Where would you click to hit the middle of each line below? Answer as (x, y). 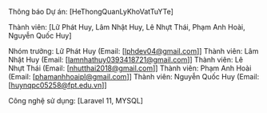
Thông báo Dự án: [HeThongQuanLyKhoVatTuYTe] (91, 12)
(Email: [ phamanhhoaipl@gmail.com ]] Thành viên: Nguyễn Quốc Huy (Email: (134, 77)
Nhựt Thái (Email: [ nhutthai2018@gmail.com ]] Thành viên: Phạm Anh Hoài (130, 68)
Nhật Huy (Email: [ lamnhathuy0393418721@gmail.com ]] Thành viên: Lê (126, 60)
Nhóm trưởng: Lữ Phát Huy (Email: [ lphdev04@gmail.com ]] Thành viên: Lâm (133, 51)
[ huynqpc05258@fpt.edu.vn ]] (58, 85)
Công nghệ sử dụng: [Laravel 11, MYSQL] (76, 101)
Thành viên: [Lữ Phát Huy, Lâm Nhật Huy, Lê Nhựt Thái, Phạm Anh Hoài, (127, 27)
